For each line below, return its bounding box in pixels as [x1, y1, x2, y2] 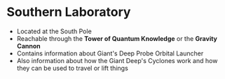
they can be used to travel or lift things [16, 64, 129, 72]
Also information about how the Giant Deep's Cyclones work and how [16, 56, 218, 64]
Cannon [16, 42, 41, 50]
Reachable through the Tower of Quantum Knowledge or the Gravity [16, 34, 218, 42]
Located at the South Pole [16, 27, 92, 35]
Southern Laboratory [6, 4, 131, 20]
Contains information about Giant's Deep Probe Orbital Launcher [16, 49, 204, 58]
